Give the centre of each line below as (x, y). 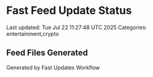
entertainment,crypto (33, 33)
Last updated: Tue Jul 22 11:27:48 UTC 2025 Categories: (76, 27)
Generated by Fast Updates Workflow (53, 67)
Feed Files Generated (47, 53)
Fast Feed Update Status (69, 11)
